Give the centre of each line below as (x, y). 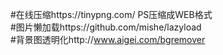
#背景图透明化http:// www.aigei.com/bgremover (108, 39)
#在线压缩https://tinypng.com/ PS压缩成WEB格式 (111, 14)
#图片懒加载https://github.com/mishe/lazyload (106, 27)
